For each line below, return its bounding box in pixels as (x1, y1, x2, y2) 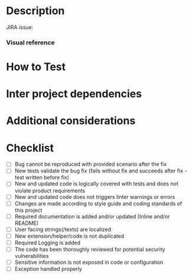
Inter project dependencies (6, 87, 142, 101)
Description (6, 4, 65, 18)
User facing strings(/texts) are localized (14, 225, 112, 233)
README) (14, 220, 39, 227)
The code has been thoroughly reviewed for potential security (14, 246, 165, 253)
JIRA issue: (6, 24, 34, 31)
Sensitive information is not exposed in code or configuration (14, 259, 163, 266)
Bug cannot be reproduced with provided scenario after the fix (14, 161, 167, 168)
